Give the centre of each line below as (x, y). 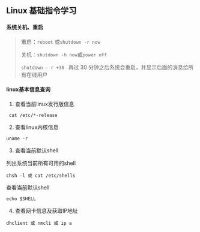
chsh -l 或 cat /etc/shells (41, 176)
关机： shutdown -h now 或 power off (64, 54)
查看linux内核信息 (37, 127)
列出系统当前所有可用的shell (41, 163)
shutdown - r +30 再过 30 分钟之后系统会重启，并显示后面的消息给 (105, 67)
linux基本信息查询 (29, 89)
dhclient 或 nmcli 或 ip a (39, 223)
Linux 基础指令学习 (41, 11)
